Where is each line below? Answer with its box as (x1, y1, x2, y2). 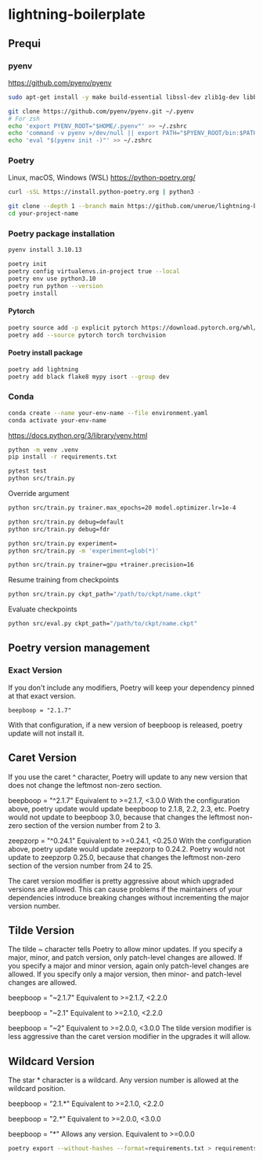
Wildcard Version (8, 1054, 95, 1068)
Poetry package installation (8, 228, 115, 239)
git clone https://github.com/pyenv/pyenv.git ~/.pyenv (8, 108, 194, 115)
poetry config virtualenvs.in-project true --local (8, 268, 180, 275)
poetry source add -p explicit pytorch (8, 323, 139, 331)
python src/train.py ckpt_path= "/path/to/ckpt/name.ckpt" (8, 590, 201, 598)
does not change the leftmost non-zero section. (8, 780, 162, 790)
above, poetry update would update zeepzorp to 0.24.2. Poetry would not (8, 844, 245, 853)
